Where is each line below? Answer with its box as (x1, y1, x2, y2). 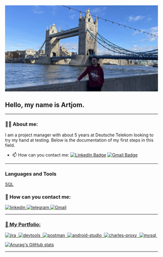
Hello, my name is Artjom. (5, 100, 85, 109)
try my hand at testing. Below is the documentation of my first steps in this (5, 137, 154, 143)
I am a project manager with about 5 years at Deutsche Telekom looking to (5, 132, 154, 138)
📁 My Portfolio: (5, 221, 41, 228)
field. (5, 142, 16, 148)
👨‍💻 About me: (5, 121, 38, 128)
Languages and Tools (5, 170, 57, 177)
